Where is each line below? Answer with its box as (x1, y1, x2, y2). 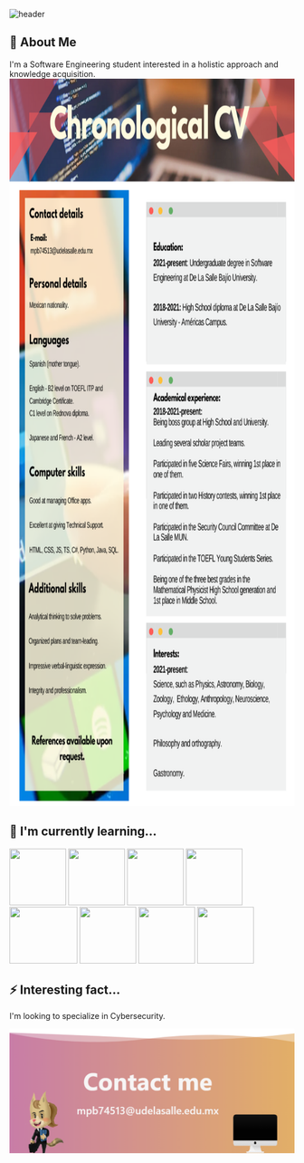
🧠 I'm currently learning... (9, 824, 157, 840)
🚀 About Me (9, 34, 77, 50)
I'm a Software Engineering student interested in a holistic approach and (9, 59, 279, 70)
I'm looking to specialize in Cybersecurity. (9, 1011, 166, 1022)
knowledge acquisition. (9, 68, 96, 79)
